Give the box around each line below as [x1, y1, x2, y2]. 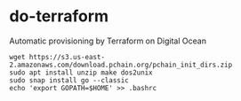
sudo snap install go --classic [9, 75, 129, 85]
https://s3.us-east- [28, 52, 105, 61]
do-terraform [9, 6, 109, 27]
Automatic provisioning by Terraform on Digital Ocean [9, 35, 207, 46]
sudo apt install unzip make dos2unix [9, 68, 153, 77]
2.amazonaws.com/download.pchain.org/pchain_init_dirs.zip [9, 60, 233, 69]
